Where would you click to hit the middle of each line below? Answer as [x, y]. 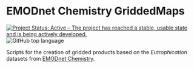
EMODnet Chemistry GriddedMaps [95, 11]
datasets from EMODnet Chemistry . [51, 58]
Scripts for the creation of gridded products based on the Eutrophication [97, 52]
